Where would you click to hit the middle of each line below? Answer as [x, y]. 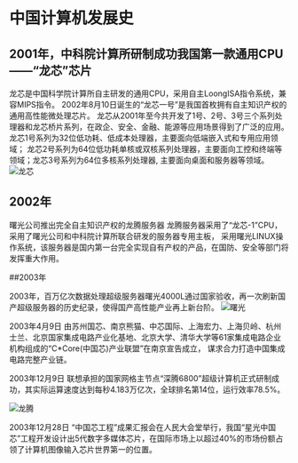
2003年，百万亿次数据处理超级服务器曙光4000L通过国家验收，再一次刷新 [144, 296]
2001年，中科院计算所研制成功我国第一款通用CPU [146, 54]
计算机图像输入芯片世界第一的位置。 [90, 449]
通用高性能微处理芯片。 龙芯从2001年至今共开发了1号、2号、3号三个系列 [142, 116]
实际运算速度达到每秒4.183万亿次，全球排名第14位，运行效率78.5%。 [159, 389]
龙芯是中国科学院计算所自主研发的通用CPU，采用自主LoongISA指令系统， [144, 93]
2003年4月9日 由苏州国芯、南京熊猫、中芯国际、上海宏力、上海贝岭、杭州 [145, 326]
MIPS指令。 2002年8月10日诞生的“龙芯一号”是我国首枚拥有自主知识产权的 [152, 104]
